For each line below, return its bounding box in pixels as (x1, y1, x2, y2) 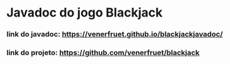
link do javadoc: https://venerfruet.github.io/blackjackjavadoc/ (6, 30, 223, 39)
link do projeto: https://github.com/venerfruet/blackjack (6, 48, 200, 58)
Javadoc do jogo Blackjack (6, 5, 163, 21)
